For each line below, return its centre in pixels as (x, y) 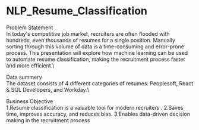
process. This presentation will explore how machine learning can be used (97, 52)
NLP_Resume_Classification (77, 11)
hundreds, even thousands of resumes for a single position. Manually (91, 40)
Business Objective (30, 101)
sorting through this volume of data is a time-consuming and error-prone (95, 47)
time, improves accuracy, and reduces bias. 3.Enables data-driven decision (98, 114)
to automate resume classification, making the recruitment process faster (96, 59)
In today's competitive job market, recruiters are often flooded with (88, 33)
